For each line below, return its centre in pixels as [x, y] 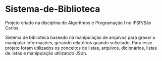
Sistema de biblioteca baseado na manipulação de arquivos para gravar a [80, 37]
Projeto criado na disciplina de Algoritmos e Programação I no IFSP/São [78, 23]
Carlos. [12, 28]
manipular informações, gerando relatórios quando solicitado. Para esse [79, 42]
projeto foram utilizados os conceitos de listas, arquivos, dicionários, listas [81, 48]
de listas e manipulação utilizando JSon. [46, 53]
